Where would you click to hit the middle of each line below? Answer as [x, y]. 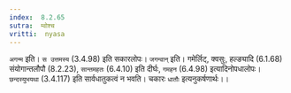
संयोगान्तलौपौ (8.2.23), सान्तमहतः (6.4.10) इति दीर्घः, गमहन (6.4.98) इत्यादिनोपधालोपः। [135, 69]
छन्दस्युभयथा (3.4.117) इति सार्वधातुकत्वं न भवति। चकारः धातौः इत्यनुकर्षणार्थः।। [119, 79]
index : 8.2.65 [37, 17]
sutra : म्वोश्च [32, 26]
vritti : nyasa [37, 34]
